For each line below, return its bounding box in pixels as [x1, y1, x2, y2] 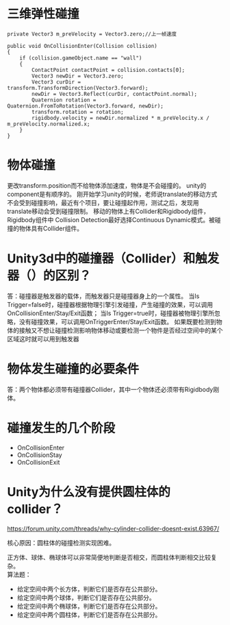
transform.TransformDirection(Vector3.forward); [7, 84, 149, 91]
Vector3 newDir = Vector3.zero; [31, 73, 125, 79]
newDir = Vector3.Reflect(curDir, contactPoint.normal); [31, 90, 197, 97]
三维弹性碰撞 [7, 6, 80, 22]
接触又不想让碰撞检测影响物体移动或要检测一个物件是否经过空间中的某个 [18, 326, 223, 334]
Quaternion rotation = [31, 97, 97, 103]
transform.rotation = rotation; [31, 108, 125, 115]
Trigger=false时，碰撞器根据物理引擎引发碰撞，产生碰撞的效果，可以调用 [7, 300, 214, 308]
